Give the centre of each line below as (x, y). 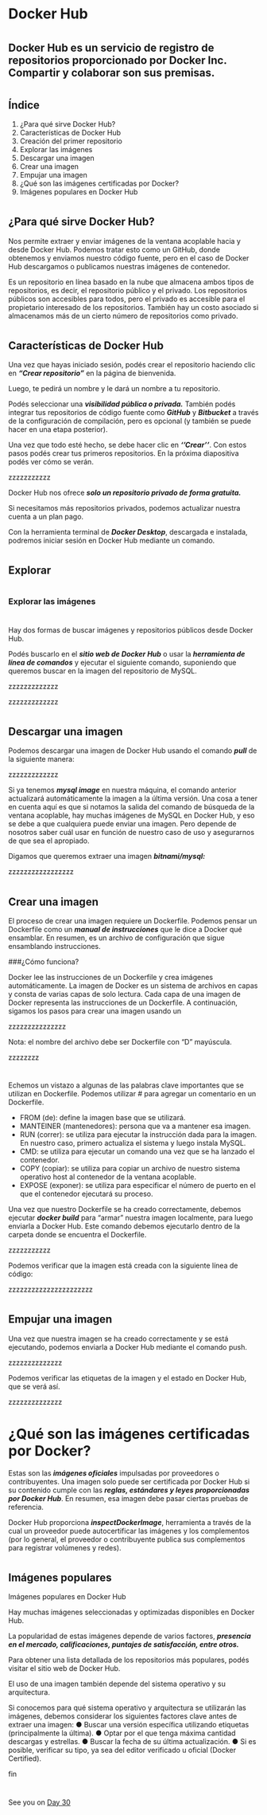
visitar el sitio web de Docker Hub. (64, 1668)
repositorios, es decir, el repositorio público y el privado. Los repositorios (128, 290)
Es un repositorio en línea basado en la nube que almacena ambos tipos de (131, 282)
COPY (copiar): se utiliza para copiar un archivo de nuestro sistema (130, 1169)
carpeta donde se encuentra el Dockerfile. (77, 1235)
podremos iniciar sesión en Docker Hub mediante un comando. (112, 541)
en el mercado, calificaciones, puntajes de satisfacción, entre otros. (124, 1644)
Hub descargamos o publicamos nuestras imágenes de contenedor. (119, 266)
